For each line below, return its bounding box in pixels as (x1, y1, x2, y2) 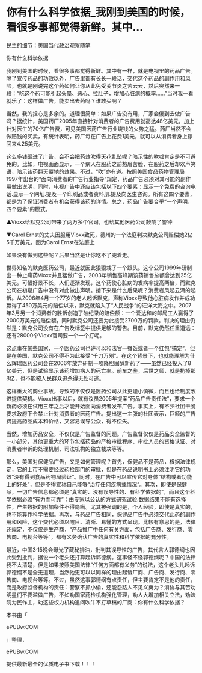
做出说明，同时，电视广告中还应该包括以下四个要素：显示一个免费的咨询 (11, 183, 191, 190)
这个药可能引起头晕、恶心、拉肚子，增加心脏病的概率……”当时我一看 (24, 90, 194, 97)
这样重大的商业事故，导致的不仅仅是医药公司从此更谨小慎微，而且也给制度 (6, 387, 191, 395)
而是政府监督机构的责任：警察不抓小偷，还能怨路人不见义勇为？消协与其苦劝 (6, 583, 196, 591)
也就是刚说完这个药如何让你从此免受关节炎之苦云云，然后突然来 (16, 82, 175, 89)
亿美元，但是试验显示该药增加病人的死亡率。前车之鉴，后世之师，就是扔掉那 (6, 367, 196, 374)
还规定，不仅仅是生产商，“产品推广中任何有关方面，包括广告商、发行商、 (6, 526, 188, 533)
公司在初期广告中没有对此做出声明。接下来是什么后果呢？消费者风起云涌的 (6, 286, 191, 293)
